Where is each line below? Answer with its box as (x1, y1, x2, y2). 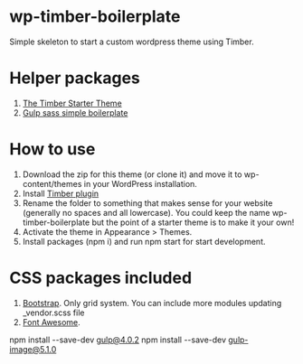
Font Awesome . (22, 316, 81, 327)
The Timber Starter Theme (22, 98, 122, 108)
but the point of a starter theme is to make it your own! (91, 217, 295, 228)
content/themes (22, 178, 82, 189)
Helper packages (9, 68, 140, 89)
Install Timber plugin (22, 188, 99, 199)
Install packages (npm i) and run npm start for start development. (22, 236, 266, 247)
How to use (9, 139, 96, 160)
